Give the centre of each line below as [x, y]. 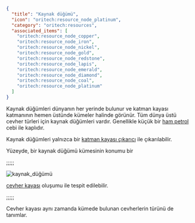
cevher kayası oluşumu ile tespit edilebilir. [57, 185]
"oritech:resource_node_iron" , [56, 42]
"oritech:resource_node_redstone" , [61, 58]
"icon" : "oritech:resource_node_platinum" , [66, 20]
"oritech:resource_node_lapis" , [57, 64]
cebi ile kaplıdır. [25, 128]
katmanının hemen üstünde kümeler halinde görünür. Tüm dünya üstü [92, 115]
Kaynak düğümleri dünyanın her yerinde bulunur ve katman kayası [87, 109]
